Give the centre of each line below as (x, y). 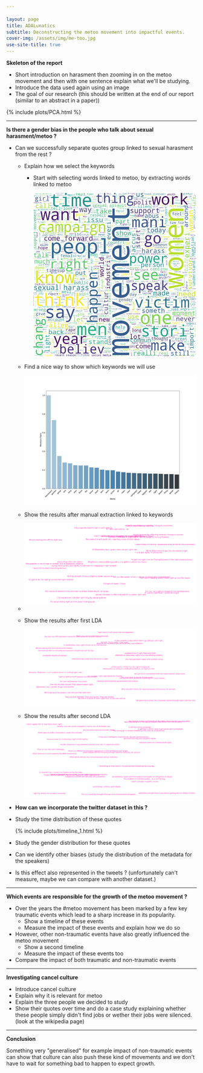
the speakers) (32, 861)
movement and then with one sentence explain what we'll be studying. (103, 81)
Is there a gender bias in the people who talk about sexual (80, 130)
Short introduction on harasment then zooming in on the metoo (93, 75)
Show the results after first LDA (63, 620)
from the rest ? (33, 154)
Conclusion (21, 1039)
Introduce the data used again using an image (72, 87)
